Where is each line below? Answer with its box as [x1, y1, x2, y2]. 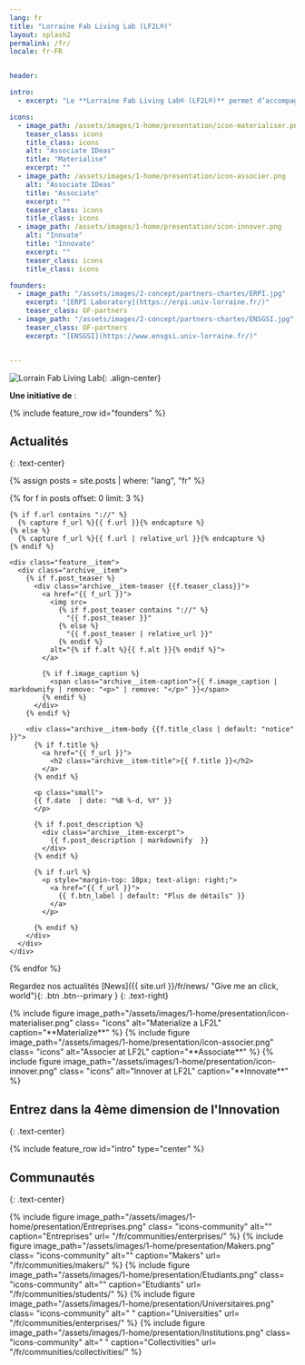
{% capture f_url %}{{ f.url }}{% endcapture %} [17, 518, 205, 527]
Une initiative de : [9, 389, 77, 400]
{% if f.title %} [33, 741, 100, 750]
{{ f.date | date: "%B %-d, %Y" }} [33, 796, 172, 806]
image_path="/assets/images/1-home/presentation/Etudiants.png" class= [9, 1269, 285, 1280]
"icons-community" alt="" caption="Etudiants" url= [9, 1279, 202, 1290]
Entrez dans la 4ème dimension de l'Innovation [9, 1102, 280, 1117]
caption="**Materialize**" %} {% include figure [9, 1027, 191, 1038]
